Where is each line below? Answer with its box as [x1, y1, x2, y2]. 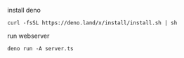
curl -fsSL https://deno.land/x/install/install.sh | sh [7, 20, 178, 27]
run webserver [7, 31, 50, 40]
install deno [7, 6, 41, 14]
